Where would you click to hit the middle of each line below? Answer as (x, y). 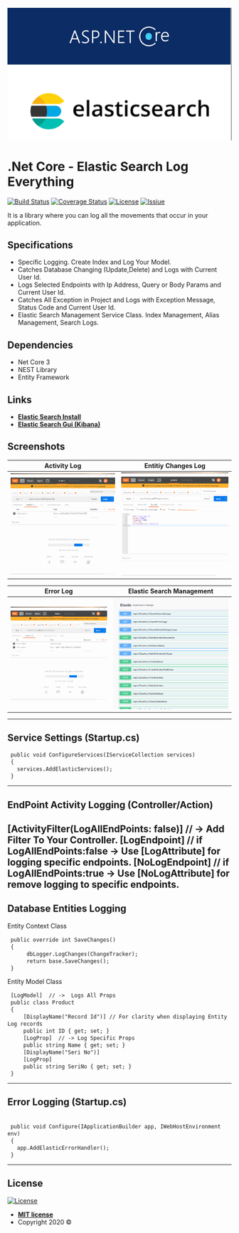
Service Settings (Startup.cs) (74, 737)
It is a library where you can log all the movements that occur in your (108, 215)
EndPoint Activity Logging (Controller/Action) (110, 805)
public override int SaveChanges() (63, 940)
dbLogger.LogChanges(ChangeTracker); (82, 954)
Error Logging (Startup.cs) (67, 1102)
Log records (25, 1024)
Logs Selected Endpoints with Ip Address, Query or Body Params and (119, 285)
